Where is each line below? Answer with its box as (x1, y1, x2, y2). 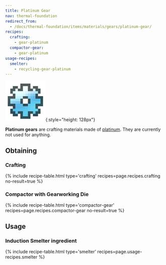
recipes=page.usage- (97, 248, 142, 254)
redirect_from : (5, 19, 37, 24)
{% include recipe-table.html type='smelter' (5, 248, 97, 254)
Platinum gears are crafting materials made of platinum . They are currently (5, 126, 161, 133)
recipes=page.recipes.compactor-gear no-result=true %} (5, 208, 125, 214)
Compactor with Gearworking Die (5, 191, 89, 198)
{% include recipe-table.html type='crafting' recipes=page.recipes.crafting (5, 172, 160, 179)
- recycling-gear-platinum (14, 66, 71, 71)
